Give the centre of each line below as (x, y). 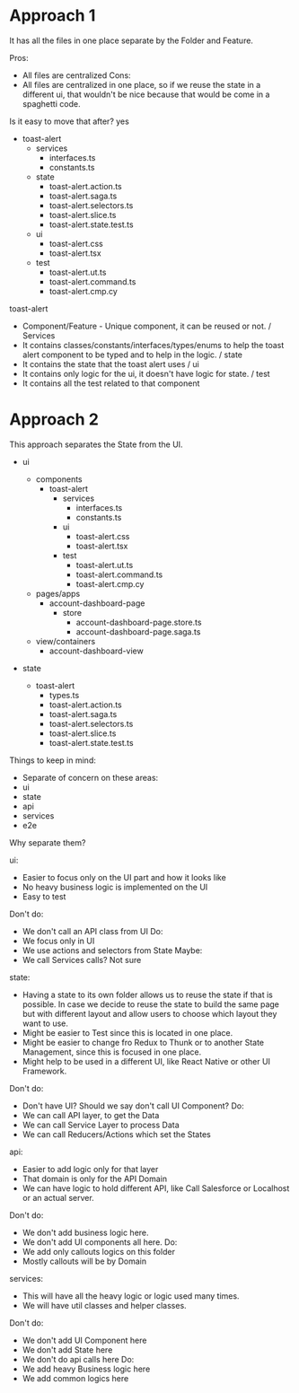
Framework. (44, 1071)
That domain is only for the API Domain (95, 1178)
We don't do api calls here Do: (78, 1359)
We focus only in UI (58, 941)
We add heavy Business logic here (86, 1369)
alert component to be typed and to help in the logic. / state (132, 355)
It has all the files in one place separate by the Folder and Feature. (132, 40)
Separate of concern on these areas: (90, 777)
